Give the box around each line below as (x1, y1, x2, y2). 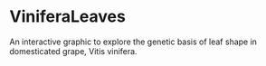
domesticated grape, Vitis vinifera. (9, 45, 138, 56)
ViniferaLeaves (9, 6, 127, 27)
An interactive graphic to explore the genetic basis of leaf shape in (9, 36, 258, 47)
